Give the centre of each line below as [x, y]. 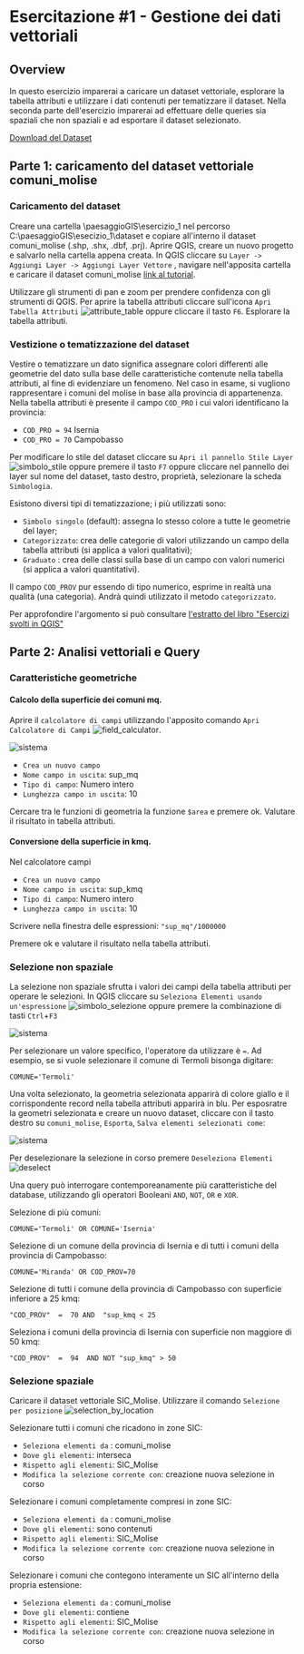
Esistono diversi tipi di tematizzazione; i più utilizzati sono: [118, 503]
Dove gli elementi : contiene [76, 1612]
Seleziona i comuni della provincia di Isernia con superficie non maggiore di [151, 1332]
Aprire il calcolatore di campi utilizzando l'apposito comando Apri [135, 719]
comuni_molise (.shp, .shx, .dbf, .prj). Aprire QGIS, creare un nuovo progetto [152, 245]
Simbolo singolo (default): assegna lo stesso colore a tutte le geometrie [157, 521]
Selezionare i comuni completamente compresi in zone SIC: [121, 1502]
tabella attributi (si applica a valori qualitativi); [108, 550]
